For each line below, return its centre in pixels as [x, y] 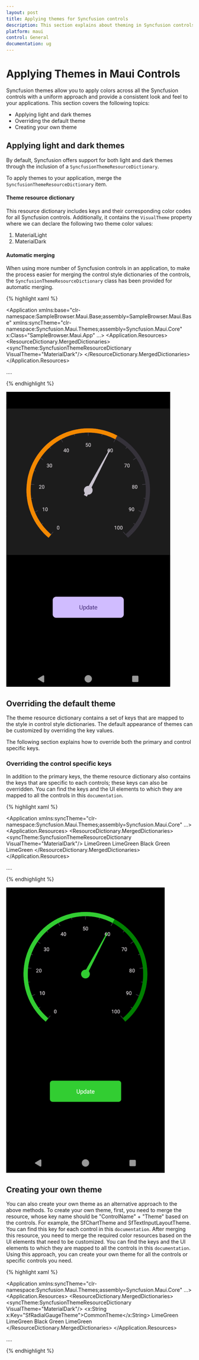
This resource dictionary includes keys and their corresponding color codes [99, 211]
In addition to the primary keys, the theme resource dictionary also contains [98, 776]
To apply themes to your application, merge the [64, 177]
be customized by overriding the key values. [60, 730]
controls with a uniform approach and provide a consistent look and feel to [97, 96]
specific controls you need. [39, 1261]
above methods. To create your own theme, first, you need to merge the [94, 1210]
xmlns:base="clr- [60, 310]
